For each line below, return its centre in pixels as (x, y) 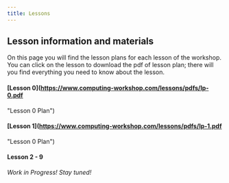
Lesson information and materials (81, 41)
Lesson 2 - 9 (25, 157)
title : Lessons (29, 13)
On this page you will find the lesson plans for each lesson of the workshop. (114, 58)
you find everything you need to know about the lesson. (86, 72)
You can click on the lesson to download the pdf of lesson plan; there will (110, 65)
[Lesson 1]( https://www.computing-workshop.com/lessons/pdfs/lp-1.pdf (114, 126)
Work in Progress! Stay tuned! (49, 173)
